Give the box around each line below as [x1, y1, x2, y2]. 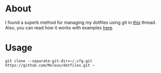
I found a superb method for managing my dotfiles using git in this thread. [5, 19, 157, 25]
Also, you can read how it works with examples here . [5, 24, 114, 30]
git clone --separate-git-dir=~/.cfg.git [5, 58, 93, 64]
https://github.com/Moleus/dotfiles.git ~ [5, 63, 95, 68]
